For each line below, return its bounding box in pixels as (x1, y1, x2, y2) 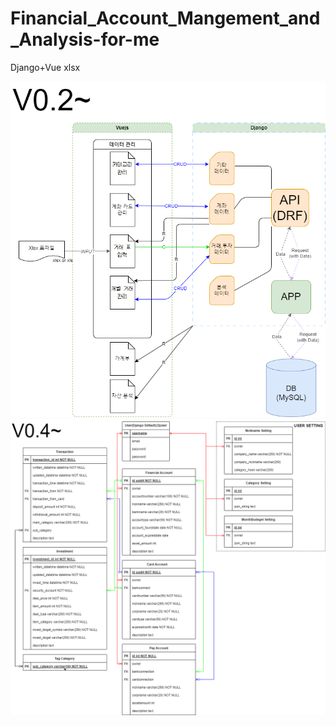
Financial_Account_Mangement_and (10, 7, 321, 30)
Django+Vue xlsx (10, 61, 81, 73)
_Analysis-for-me (10, 28, 160, 51)
